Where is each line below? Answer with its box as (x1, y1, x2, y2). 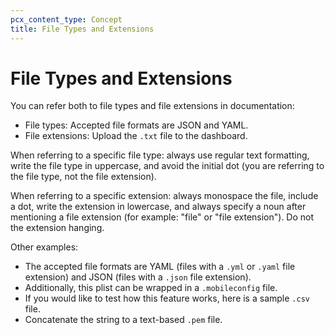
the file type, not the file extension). (10, 171, 157, 183)
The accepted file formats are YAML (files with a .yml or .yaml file (24, 261, 296, 273)
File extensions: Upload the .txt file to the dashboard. (24, 130, 248, 142)
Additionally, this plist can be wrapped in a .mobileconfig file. (24, 282, 278, 294)
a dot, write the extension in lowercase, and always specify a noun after (10, 201, 307, 213)
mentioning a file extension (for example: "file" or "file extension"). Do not (10, 211, 315, 223)
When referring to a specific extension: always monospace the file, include (10, 190, 319, 202)
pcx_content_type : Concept (10, 14, 123, 25)
